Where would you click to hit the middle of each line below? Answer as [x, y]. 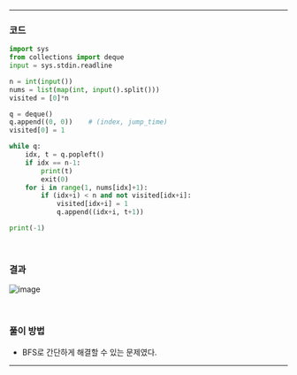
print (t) [57, 171]
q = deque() [31, 114]
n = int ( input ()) [41, 81]
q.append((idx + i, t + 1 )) [100, 212]
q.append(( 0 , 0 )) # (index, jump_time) [88, 122]
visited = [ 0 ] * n [39, 98]
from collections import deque [67, 57]
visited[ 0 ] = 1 [37, 130]
